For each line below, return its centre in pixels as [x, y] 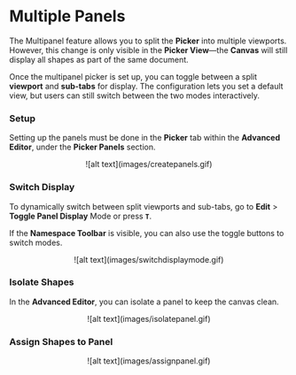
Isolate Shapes [42, 282]
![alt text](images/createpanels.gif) [149, 165]
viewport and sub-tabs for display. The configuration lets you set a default [146, 86]
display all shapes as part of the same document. [99, 59]
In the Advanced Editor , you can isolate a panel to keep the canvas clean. [144, 302]
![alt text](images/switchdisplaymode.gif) [149, 259]
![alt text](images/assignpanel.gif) [149, 361]
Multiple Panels [67, 16]
